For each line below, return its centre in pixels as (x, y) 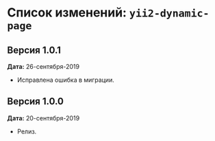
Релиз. (27, 131)
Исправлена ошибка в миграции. (65, 80)
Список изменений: (67, 13)
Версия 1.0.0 (35, 101)
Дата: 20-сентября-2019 (43, 118)
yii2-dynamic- (169, 13)
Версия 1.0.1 (34, 50)
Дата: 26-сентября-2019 (43, 66)
